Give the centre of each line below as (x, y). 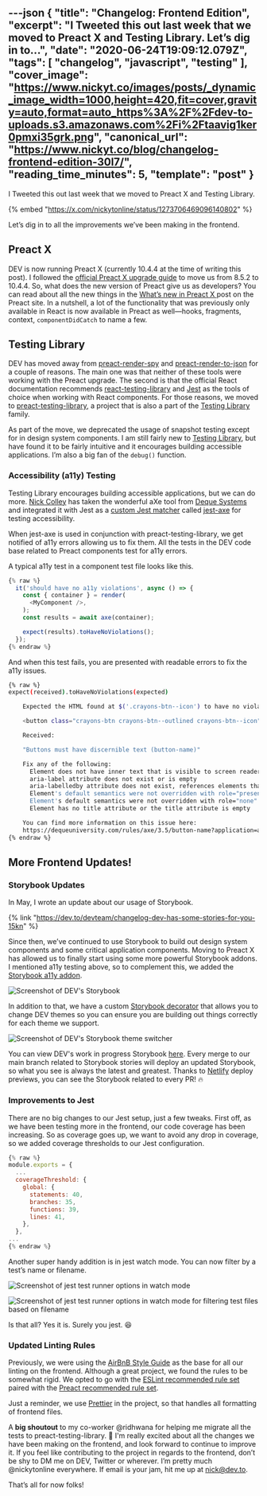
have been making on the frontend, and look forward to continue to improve (132, 1444)
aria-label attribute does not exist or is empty (113, 779)
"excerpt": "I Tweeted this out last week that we (130, 26)
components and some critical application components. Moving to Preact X (132, 950)
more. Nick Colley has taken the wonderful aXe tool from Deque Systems (128, 501)
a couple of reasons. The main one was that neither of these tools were (125, 372)
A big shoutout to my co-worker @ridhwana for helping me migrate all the (130, 1428)
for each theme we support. (54, 1023)
